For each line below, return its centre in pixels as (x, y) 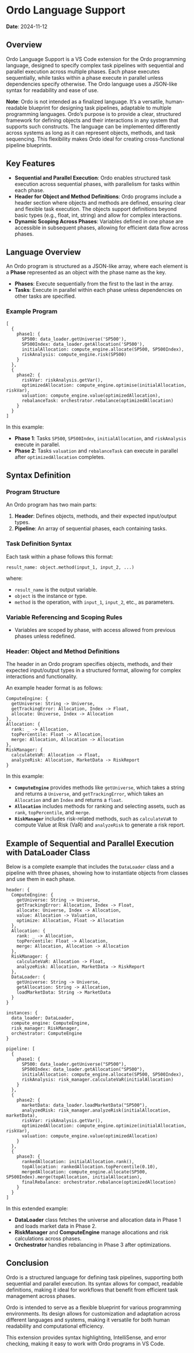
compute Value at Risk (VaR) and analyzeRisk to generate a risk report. (100, 825)
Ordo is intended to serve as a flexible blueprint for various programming (94, 1307)
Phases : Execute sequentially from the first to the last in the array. (94, 284)
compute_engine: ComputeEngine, (51, 1024)
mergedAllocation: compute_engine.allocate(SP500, (84, 1172)
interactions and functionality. (42, 677)
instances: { (22, 1013)
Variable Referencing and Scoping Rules (64, 617)
